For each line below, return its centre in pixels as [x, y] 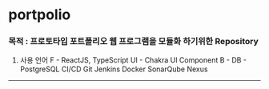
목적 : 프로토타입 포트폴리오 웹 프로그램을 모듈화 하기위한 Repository [133, 42]
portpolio [40, 15]
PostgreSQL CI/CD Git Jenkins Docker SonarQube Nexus [114, 69]
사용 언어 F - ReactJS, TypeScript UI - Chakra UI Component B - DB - [133, 60]
